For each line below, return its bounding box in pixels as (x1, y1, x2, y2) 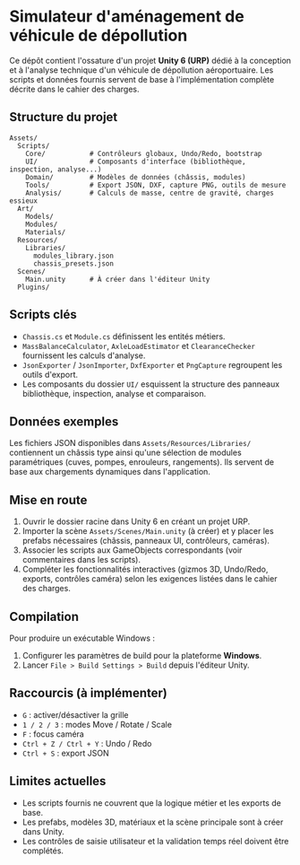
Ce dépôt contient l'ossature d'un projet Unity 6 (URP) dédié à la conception (9, 55, 292, 66)
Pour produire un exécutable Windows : (9, 633, 155, 643)
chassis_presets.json (32, 258, 115, 268)
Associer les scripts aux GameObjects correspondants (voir (21, 545, 243, 555)
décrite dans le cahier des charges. (9, 83, 141, 94)
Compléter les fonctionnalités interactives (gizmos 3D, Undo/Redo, (21, 564, 269, 575)
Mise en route (9, 492, 88, 508)
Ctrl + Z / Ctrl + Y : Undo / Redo (21, 738, 152, 748)
